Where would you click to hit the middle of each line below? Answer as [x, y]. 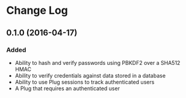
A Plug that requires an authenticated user [67, 88]
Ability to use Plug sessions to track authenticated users [85, 82]
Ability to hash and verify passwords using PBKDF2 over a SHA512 [98, 63]
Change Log [37, 11]
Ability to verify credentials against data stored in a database [90, 75]
